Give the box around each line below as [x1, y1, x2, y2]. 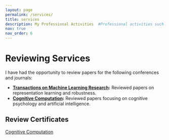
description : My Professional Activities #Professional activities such [5, 21, 164, 27]
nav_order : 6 [5, 31, 33, 36]
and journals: [5, 74, 33, 81]
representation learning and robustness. [12, 89, 97, 96]
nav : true [5, 26, 26, 31]
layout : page [5, 7, 33, 13]
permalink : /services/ [5, 12, 53, 17]
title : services [5, 17, 39, 22]
